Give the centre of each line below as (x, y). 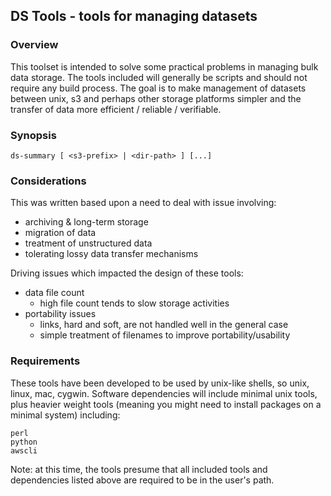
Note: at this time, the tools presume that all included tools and (139, 469)
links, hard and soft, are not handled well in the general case (164, 325)
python (24, 442)
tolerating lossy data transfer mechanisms (111, 254)
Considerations (48, 181)
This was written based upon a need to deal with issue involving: (143, 203)
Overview (34, 45)
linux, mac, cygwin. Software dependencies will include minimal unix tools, (164, 393)
